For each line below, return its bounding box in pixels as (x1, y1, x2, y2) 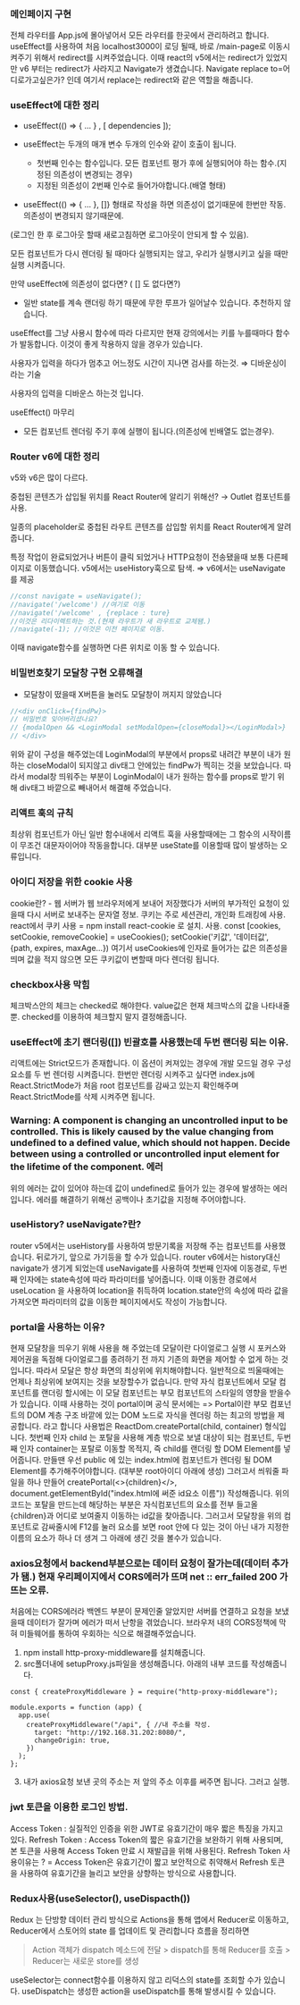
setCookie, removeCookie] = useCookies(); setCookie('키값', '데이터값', (10, 931, 270, 942)
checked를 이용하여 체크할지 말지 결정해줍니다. (21, 1011, 187, 1022)
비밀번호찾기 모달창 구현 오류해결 (10, 667, 144, 679)
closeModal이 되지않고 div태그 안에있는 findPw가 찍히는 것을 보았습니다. (26, 760, 282, 771)
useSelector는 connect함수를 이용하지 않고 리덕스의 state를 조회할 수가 (10, 1975, 262, 1985)
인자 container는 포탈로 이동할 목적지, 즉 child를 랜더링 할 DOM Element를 (19, 1444, 282, 1454)
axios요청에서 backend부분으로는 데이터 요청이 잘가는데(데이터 (10, 1557, 271, 1570)
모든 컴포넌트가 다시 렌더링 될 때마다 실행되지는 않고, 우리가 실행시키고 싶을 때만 (10, 248, 289, 258)
